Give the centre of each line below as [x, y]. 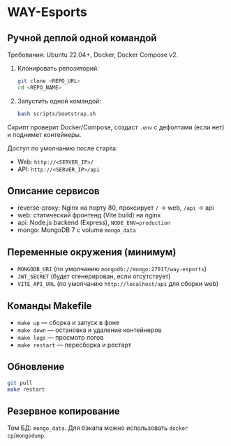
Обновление [36, 367]
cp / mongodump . [27, 436]
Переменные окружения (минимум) [92, 252]
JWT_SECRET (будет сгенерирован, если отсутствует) [94, 276]
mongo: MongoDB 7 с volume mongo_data [76, 230]
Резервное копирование [64, 411]
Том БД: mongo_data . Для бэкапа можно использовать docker [98, 428]
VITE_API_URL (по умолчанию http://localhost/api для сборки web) [118, 284]
